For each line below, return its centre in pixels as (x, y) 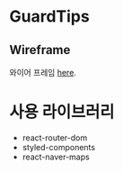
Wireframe (40, 50)
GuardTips (49, 17)
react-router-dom (55, 138)
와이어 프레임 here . (43, 72)
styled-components (59, 147)
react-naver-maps (56, 157)
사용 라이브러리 (62, 112)
